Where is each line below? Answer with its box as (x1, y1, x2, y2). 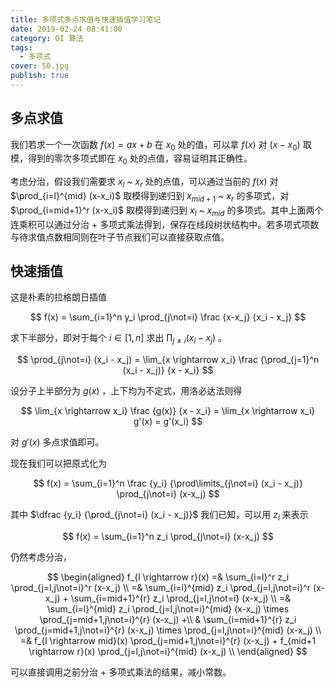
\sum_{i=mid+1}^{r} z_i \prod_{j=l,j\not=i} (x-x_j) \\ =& (70, 592, 292, 605)
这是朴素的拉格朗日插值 (10, 291, 107, 303)
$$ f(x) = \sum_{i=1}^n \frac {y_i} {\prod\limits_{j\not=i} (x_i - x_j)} (33, 477, 303, 490)
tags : (10, 42, 33, 53)
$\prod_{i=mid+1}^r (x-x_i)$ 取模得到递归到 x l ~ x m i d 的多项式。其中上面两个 (10, 204, 324, 218)
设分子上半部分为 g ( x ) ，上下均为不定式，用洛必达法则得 (10, 385, 243, 397)
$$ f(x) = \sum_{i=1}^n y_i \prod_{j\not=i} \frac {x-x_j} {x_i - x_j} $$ (29, 311, 307, 323)
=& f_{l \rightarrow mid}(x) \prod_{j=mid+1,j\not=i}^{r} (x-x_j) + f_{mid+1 (19, 635, 317, 647)
